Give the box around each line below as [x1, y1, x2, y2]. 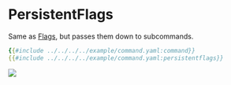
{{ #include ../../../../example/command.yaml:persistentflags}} [8, 54, 224, 62]
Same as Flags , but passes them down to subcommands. [8, 31, 194, 41]
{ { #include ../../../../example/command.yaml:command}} [8, 46, 196, 54]
